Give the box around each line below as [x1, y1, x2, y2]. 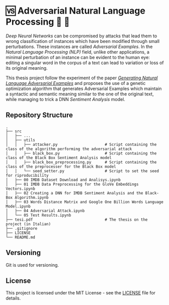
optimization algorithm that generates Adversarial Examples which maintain [6, 85, 162, 91]
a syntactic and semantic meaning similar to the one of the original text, [6, 91, 154, 97]
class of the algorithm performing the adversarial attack [6, 146, 132, 151]
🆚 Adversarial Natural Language [6, 5, 145, 17]
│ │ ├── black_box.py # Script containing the [6, 150, 157, 156]
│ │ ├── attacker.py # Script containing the [6, 142, 157, 147]
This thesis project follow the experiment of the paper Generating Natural [6, 75, 158, 81]
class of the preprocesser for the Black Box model [6, 164, 116, 169]
